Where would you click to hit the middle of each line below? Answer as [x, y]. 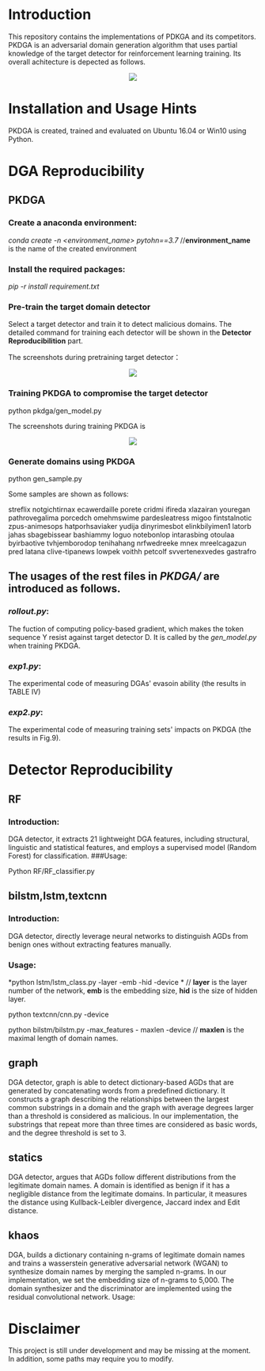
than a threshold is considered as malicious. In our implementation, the [123, 1116]
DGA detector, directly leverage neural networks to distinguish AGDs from [128, 936]
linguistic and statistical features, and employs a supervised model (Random [132, 848]
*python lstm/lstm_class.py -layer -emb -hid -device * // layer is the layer [128, 982]
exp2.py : [26, 712]
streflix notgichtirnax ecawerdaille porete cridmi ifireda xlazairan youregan [129, 509]
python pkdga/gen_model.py [55, 411]
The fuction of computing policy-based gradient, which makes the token [126, 629]
